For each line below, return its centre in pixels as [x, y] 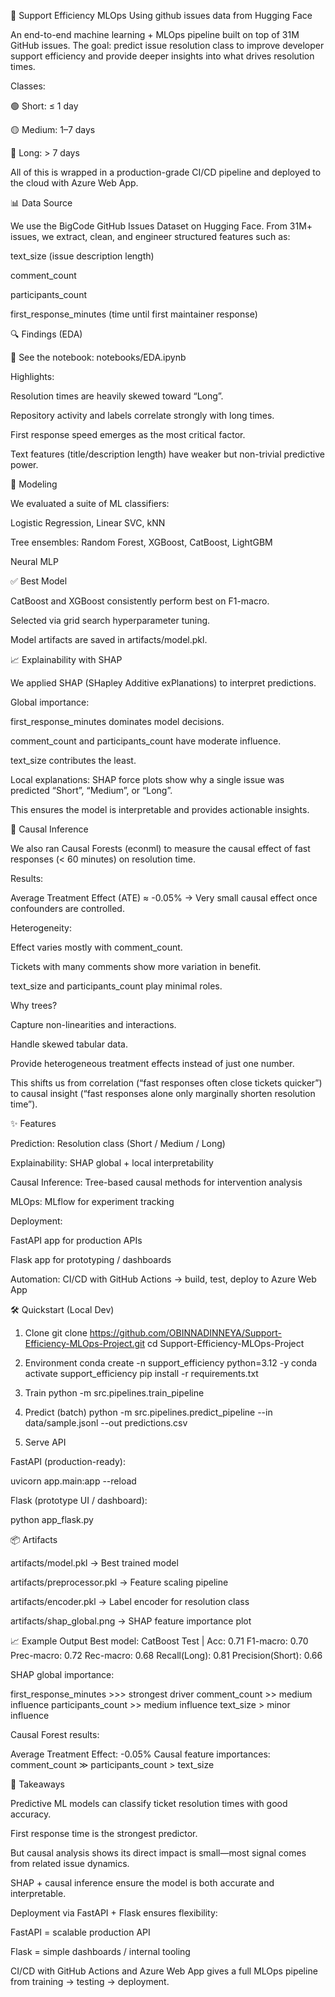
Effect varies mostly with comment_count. [96, 947]
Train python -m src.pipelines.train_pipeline [114, 1393]
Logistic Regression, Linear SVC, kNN [88, 523]
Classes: [28, 86]
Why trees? [34, 1005]
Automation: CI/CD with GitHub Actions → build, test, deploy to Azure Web [163, 1279]
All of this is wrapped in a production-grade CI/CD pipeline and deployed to [166, 172]
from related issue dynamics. [70, 1863]
